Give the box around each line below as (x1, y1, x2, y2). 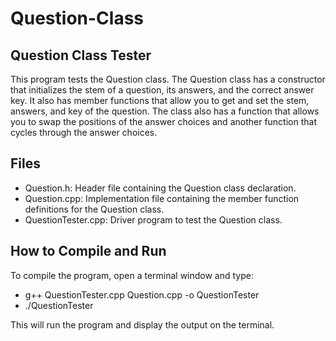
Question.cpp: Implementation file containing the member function (24, 192, 300, 204)
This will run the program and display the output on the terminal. (10, 318, 275, 331)
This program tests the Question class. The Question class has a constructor (10, 73, 326, 85)
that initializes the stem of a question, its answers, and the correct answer (10, 84, 315, 96)
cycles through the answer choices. (10, 127, 158, 138)
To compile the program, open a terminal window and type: (10, 269, 255, 281)
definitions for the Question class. (24, 203, 165, 215)
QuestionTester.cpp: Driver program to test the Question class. (24, 213, 283, 226)
